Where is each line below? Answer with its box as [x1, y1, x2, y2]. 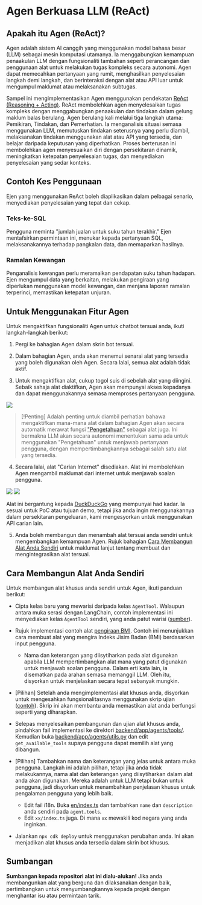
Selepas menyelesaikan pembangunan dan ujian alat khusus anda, [14, 720, 180, 728]
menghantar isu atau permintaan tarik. [6, 892, 101, 899]
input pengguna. [14, 640, 56, 647]
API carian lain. [6, 519, 44, 527]
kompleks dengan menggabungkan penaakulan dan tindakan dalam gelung [6, 108, 193, 114]
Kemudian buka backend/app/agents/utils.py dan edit [14, 733, 149, 740]
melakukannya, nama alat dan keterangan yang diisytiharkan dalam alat [14, 771, 193, 778]
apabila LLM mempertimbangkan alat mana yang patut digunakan [24, 658, 187, 665]
